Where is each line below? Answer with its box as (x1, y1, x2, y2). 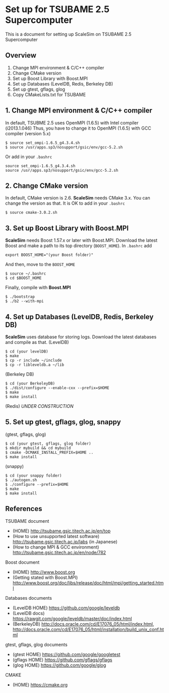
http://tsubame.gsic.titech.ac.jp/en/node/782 (12, 549, 106, 555)
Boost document (5, 559, 40, 565)
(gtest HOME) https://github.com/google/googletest (12, 651, 121, 657)
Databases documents (5, 595, 52, 601)
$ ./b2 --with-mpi (5, 299, 44, 304)
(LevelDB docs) (12, 610, 45, 616)
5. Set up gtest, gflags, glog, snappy (5, 418, 121, 427)
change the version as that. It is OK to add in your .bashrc (5, 200, 125, 206)
